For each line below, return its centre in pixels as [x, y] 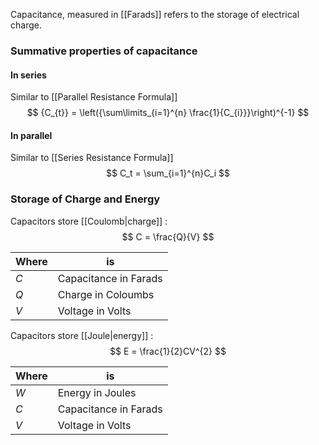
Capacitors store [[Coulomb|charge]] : [89, 221]
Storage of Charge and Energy [85, 199]
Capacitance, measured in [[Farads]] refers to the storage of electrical [155, 14]
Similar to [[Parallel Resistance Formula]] [94, 97]
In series [28, 75]
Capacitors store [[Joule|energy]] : [82, 335]
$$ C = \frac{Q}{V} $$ [168, 236]
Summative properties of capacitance [104, 51]
